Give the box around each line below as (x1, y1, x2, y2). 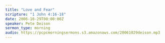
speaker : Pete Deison (5, 21, 51, 26)
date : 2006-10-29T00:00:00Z (5, 16, 64, 21)
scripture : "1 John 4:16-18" (5, 12, 66, 17)
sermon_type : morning (5, 26, 51, 31)
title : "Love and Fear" (5, 7, 55, 12)
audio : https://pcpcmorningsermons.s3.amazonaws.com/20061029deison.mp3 (5, 30, 160, 35)
